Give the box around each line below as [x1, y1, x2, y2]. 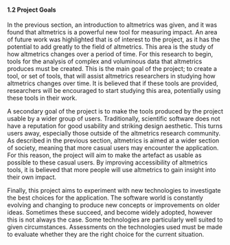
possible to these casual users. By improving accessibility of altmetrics [7, 158, 208, 167]
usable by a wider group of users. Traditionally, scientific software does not [7, 114, 221, 123]
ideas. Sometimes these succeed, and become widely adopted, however [7, 209, 213, 217]
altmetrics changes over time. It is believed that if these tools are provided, [7, 79, 218, 87]
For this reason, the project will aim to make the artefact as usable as [7, 151, 202, 160]
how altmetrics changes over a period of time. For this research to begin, [7, 50, 214, 58]
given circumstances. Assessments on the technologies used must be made [7, 223, 223, 231]
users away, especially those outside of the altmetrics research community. [7, 129, 221, 138]
